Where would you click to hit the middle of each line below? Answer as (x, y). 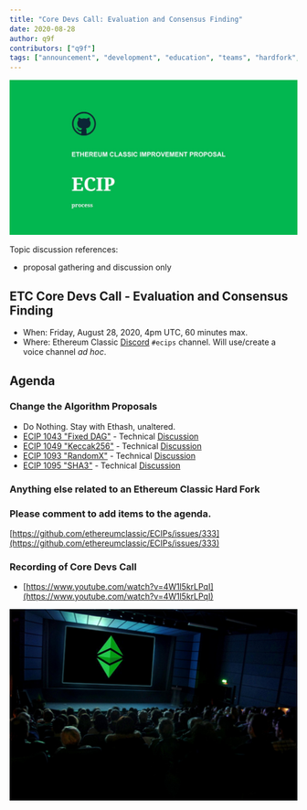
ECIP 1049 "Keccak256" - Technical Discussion (112, 446)
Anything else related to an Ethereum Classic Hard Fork (135, 489)
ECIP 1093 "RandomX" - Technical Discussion (109, 455)
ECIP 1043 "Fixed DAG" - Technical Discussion (111, 436)
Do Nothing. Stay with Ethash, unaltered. (99, 426)
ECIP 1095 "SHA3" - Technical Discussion (101, 465)
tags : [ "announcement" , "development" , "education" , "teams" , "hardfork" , (155, 58)
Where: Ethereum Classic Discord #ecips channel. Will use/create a (149, 342)
